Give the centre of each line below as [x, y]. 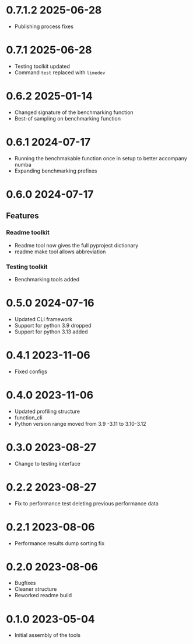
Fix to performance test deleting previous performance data [86, 503]
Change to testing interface [47, 463]
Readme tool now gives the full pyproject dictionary [76, 245]
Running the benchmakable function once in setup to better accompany [101, 158]
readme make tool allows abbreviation [60, 252]
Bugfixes [25, 583]
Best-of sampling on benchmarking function [68, 118]
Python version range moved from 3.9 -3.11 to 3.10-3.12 [80, 423]
